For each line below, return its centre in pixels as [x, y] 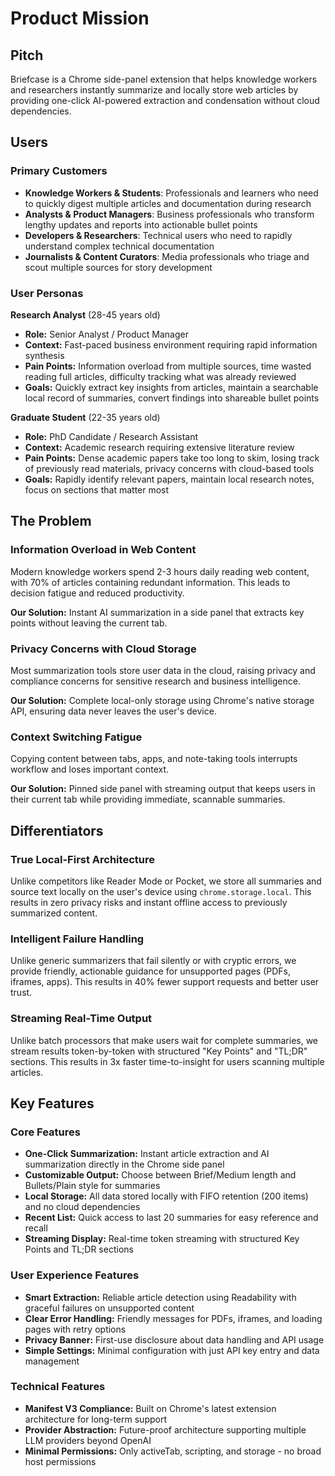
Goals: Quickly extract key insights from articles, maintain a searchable [171, 387]
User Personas [47, 293]
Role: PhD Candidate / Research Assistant [111, 436]
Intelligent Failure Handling [77, 939]
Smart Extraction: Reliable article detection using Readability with [160, 1297]
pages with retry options [75, 1329]
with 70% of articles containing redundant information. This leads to [150, 582]
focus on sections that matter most [97, 489]
